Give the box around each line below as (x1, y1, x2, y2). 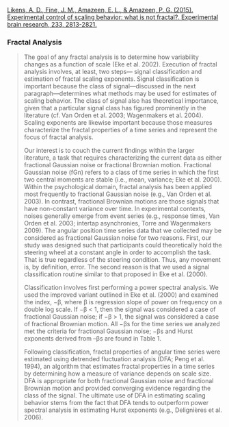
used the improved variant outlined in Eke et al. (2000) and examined (23, 291, 219, 299)
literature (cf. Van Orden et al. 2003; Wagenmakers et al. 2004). (23, 111, 204, 119)
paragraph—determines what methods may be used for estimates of (23, 89, 217, 98)
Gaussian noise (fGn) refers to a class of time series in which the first (23, 168, 219, 177)
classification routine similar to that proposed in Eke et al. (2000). (23, 270, 208, 278)
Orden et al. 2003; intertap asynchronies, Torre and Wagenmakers (23, 219, 211, 228)
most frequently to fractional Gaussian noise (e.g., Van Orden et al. (23, 190, 212, 198)
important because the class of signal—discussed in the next (23, 82, 196, 90)
